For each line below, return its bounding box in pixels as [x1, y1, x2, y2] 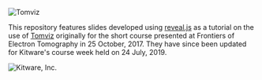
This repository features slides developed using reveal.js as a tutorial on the [8, 23, 254, 31]
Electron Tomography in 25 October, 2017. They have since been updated [8, 39, 247, 49]
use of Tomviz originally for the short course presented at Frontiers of [8, 31, 235, 40]
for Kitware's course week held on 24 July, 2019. [8, 48, 167, 56]
